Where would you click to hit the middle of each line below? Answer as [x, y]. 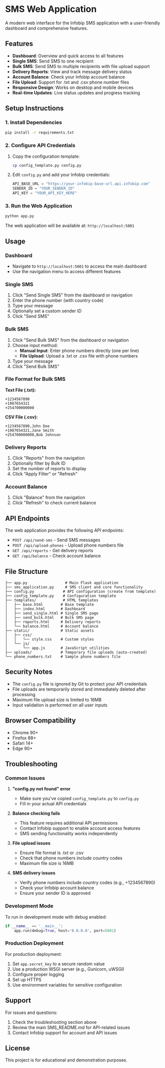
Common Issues [25, 778]
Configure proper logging [38, 974]
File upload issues [31, 843]
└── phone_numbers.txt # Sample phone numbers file [63, 657]
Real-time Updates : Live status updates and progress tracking [76, 92]
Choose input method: [35, 345]
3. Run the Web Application [39, 206]
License [18, 1048]
